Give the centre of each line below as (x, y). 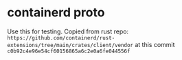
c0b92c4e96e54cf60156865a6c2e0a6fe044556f (69, 51)
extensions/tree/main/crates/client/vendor (70, 45)
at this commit (155, 44)
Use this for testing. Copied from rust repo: (68, 31)
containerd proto (56, 13)
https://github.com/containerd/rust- (61, 38)
